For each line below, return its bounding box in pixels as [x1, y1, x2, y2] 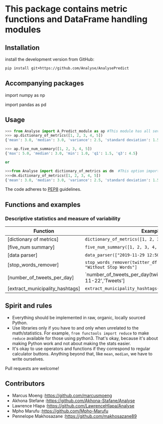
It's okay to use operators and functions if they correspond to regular [12, 346, 150, 351]
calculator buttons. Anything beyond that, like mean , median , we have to [12, 350, 153, 356]
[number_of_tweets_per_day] [7, 274, 74, 281]
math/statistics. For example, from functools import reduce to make [12, 330, 149, 336]
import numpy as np [5, 92, 45, 98]
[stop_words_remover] [7, 261, 59, 268]
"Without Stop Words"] [84, 264, 137, 270]
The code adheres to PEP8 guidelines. [5, 186, 81, 192]
